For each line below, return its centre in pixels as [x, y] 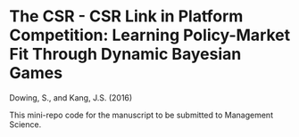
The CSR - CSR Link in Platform [126, 16]
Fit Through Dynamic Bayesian [125, 54]
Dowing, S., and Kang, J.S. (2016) [71, 97]
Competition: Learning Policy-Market [150, 35]
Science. [25, 124]
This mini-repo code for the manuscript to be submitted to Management [141, 115]
